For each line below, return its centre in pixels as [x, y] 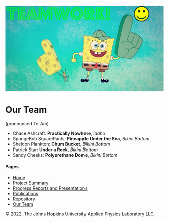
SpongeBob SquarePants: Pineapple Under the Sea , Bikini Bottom [81, 139]
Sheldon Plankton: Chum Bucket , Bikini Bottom [61, 144]
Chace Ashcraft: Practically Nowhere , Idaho [59, 133]
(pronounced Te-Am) [27, 124]
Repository [24, 199]
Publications [25, 194]
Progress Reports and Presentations [50, 188]
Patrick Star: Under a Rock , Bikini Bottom [55, 150]
